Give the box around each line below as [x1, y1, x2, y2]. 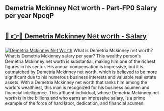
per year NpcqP [5, 12, 54, 20]
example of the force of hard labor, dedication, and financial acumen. [5, 100, 145, 106]
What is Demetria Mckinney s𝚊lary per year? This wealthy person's [5, 53, 141, 58]
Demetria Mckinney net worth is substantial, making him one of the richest [5, 58, 156, 64]
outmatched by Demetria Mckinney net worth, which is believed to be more [5, 69, 157, 75]
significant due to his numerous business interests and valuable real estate [5, 74, 156, 80]
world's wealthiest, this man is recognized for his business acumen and [5, 84, 150, 90]
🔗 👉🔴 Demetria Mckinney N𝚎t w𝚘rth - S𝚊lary [5, 32, 147, 40]
